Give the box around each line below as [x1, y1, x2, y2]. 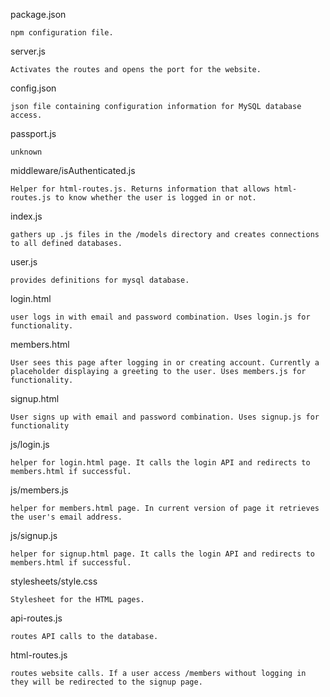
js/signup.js [10, 530, 58, 541]
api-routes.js [10, 612, 63, 624]
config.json [10, 82, 57, 94]
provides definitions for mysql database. [10, 275, 190, 285]
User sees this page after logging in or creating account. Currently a [10, 358, 320, 368]
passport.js [10, 128, 57, 139]
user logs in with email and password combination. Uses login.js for [10, 312, 311, 322]
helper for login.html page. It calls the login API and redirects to [10, 458, 311, 468]
